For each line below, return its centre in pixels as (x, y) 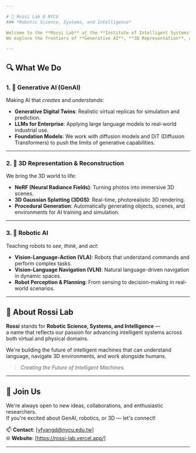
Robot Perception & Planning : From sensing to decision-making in (94, 282)
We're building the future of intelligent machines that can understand (89, 350)
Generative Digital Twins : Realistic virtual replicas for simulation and (97, 111)
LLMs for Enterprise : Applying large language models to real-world (95, 124)
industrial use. (32, 130)
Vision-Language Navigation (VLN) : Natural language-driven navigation (102, 270)
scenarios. (42, 288)
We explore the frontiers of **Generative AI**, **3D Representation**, (96, 38)
